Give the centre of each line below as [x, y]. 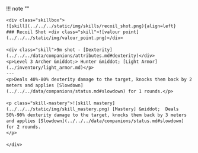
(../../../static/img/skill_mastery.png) [58, 109]
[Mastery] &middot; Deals [146, 109]
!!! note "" [18, 9]
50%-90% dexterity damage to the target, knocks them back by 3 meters [96, 115]
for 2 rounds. [24, 127]
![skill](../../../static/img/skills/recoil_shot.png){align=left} [91, 26]
